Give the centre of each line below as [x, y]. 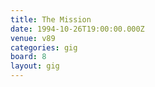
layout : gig [35, 66]
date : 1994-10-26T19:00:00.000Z [77, 29]
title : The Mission [51, 19]
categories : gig [44, 47]
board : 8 [28, 57]
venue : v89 [33, 38]
